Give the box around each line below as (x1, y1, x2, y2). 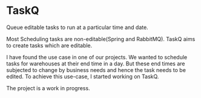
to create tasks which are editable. (6, 42, 93, 49)
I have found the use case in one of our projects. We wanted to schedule (6, 53, 188, 60)
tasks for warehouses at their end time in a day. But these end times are (6, 60, 185, 67)
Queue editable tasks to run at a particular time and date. (6, 24, 148, 31)
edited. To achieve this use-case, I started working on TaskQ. (6, 73, 159, 80)
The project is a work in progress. (6, 84, 90, 91)
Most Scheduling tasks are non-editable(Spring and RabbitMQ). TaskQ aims (6, 35, 196, 42)
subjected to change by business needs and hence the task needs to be (6, 66, 186, 73)
